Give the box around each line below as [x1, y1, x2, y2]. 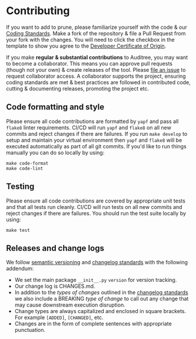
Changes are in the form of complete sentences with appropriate [14, 320, 172, 327]
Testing [6, 181, 35, 192]
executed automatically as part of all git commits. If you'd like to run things [6, 142, 187, 149]
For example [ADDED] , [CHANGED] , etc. [14, 314, 104, 321]
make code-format [6, 160, 49, 166]
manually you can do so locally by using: [6, 149, 105, 156]
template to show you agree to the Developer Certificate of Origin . [6, 42, 167, 49]
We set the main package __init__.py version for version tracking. [14, 277, 177, 284]
